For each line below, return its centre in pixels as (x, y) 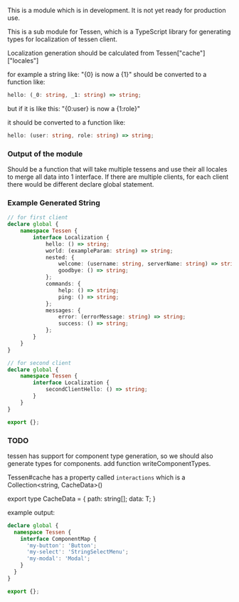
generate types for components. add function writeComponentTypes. (109, 463)
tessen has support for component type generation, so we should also (110, 456)
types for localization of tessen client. (62, 39)
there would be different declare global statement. (81, 185)
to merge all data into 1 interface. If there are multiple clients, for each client (118, 177)
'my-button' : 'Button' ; (62, 545)
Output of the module (45, 154)
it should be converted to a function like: (67, 122)
